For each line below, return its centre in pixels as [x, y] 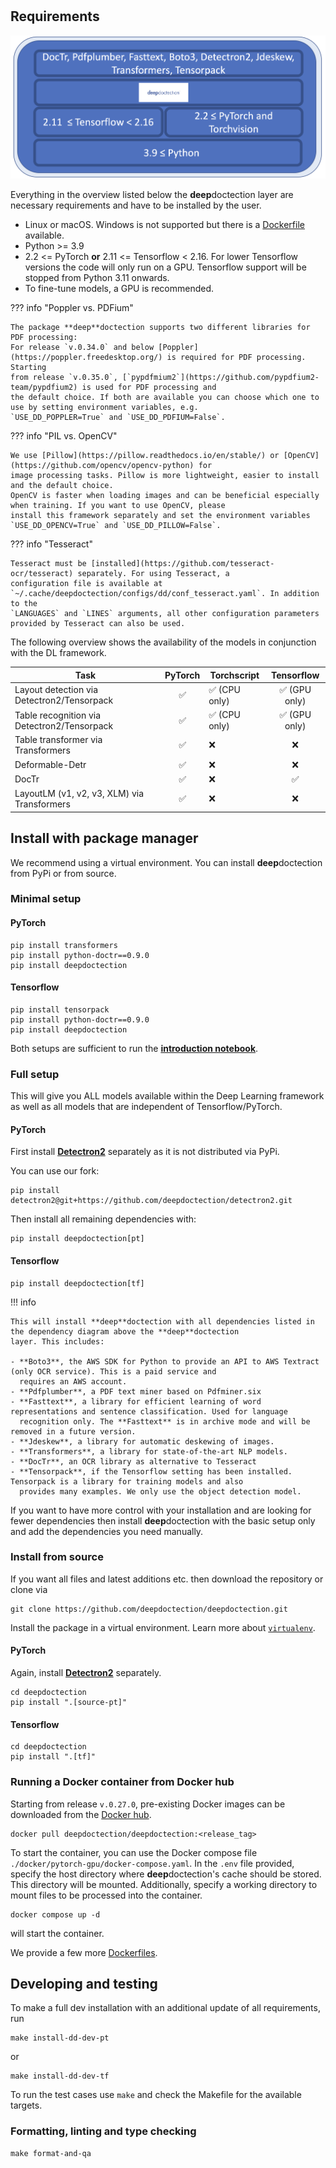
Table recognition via [58, 715]
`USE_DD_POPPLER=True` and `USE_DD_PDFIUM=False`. [118, 418]
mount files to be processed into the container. [106, 1895]
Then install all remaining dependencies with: [103, 1219]
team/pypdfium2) [44, 388]
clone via [29, 1589]
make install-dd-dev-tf [60, 2076]
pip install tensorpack [60, 1009]
